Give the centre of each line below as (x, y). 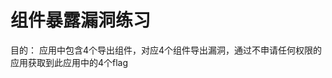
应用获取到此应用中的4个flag (69, 62)
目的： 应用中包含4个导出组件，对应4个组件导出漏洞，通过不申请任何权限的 (166, 50)
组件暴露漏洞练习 (81, 20)
